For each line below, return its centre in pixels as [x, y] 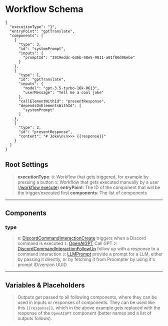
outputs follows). [35, 318]
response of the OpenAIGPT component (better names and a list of [84, 313]
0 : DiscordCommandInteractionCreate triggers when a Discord [82, 238]
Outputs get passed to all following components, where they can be [87, 297]
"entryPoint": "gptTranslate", [42, 31]
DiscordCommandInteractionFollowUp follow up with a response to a [88, 249]
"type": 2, [30, 127]
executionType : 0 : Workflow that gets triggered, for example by [83, 176]
